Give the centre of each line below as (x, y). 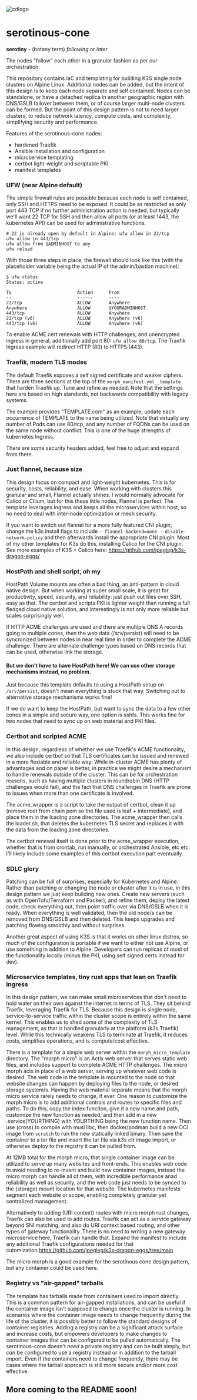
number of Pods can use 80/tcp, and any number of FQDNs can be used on (98, 424)
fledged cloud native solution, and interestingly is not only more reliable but (97, 609)
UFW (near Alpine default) (44, 185)
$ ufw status (22, 277)
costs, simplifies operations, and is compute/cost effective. (78, 1041)
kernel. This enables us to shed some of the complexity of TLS (82, 1022)
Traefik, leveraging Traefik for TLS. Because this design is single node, (92, 1010)
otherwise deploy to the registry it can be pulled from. (71, 1146)
